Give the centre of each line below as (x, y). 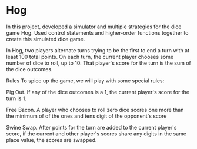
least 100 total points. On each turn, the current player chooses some (90, 57)
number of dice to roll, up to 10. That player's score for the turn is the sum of (98, 63)
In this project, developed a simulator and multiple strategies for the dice (94, 27)
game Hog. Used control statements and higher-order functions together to (97, 32)
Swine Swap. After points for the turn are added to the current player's (91, 127)
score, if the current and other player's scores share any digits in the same (96, 134)
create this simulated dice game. (46, 39)
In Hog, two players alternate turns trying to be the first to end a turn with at (98, 50)
